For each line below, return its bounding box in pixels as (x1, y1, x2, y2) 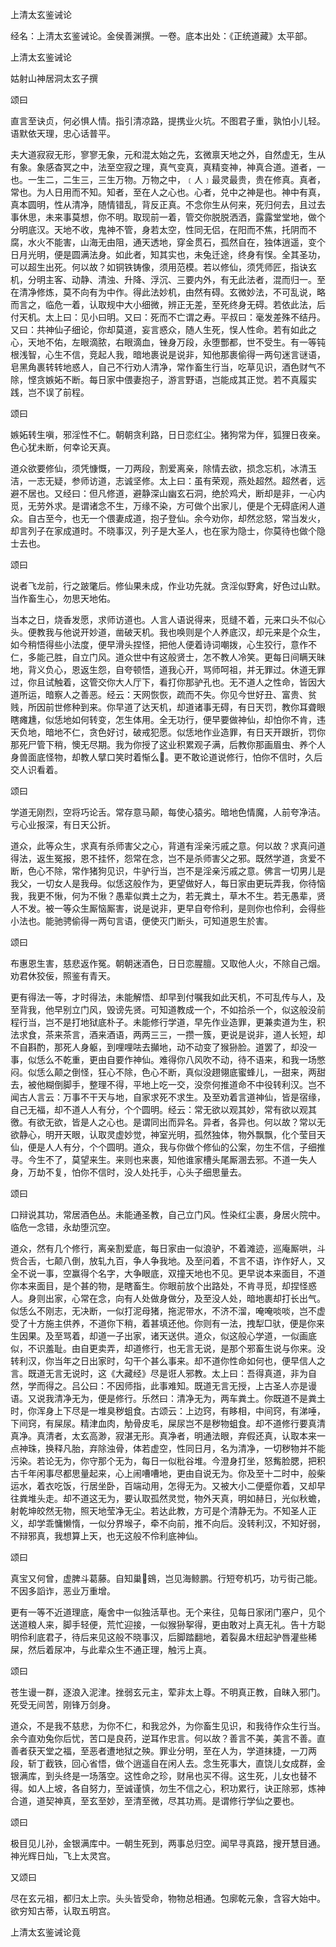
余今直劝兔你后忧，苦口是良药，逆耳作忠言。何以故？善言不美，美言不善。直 (10, 1733, 326, 1744)
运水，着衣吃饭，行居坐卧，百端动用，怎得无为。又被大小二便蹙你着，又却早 (10, 1480, 326, 1492)
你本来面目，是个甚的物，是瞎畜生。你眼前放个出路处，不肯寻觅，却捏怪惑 (10, 1280, 317, 1292)
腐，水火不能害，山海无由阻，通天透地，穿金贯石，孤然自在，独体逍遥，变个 (10, 236, 326, 248)
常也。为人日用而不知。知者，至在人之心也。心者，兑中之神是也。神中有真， (10, 186, 326, 198)
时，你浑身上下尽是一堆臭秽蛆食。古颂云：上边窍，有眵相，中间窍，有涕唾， (10, 1405, 326, 1417)
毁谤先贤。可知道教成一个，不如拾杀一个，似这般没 (106, 1004, 317, 1015)
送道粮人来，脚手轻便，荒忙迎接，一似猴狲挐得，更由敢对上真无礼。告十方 (10, 1619, 317, 1630)
